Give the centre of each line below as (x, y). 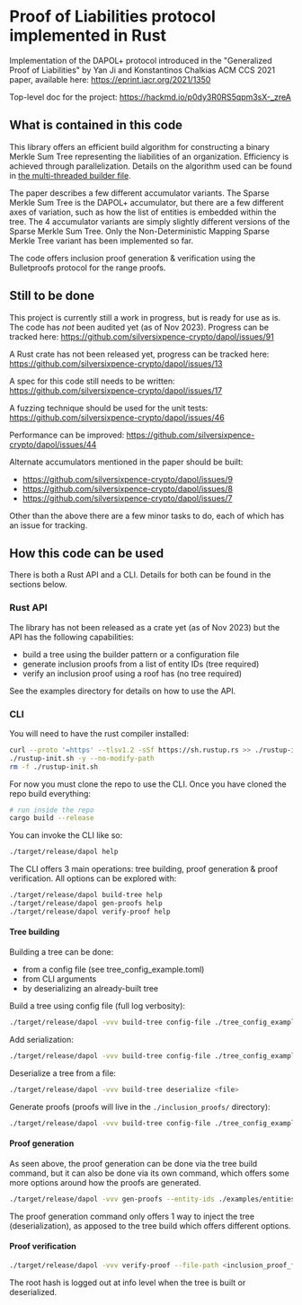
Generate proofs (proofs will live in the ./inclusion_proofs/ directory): (140, 1107)
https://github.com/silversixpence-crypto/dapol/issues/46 (117, 417)
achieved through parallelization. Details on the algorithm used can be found (151, 166)
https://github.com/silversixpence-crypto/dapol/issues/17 (116, 390)
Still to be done (52, 296)
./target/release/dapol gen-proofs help (86, 904)
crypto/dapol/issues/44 (53, 444)
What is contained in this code (96, 125)
